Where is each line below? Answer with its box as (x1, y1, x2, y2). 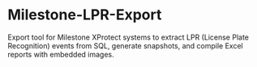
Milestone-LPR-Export (7, 6, 162, 24)
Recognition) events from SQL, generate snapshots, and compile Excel (7, 40, 244, 50)
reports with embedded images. (7, 49, 114, 59)
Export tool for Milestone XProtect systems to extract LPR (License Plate (7, 32, 249, 42)
